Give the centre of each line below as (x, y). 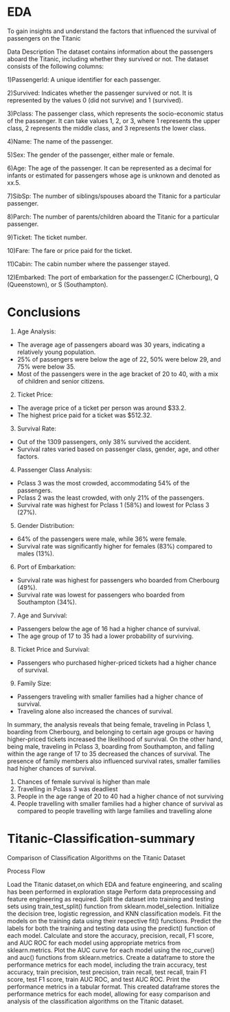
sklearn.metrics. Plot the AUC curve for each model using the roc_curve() (111, 950)
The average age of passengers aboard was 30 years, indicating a (111, 344)
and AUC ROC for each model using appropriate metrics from (94, 943)
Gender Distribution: (46, 525)
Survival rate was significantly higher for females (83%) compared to (115, 546)
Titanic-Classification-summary (101, 839)
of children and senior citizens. (61, 381)
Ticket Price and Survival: (53, 649)
